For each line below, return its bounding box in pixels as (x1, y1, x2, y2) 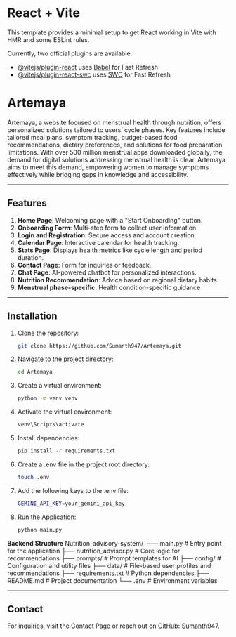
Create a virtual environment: (17, 381, 102, 390)
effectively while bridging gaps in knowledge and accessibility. (7, 170, 189, 178)
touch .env (17, 473, 50, 480)
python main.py (17, 526, 63, 533)
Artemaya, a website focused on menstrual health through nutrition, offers (7, 118, 222, 126)
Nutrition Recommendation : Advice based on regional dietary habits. (17, 275, 219, 284)
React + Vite (7, 5, 81, 21)
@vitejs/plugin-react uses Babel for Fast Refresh (17, 63, 159, 71)
